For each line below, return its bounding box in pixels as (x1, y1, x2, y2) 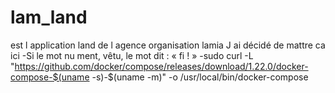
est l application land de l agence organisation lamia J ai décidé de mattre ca (10, 39, 326, 51)
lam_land (10, 6, 88, 29)
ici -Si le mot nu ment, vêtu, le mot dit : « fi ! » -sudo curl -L (10, 49, 254, 61)
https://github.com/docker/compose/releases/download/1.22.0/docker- (14, 60, 309, 72)
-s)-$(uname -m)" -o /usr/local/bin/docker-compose (91, 71, 309, 83)
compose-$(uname (10, 71, 90, 83)
